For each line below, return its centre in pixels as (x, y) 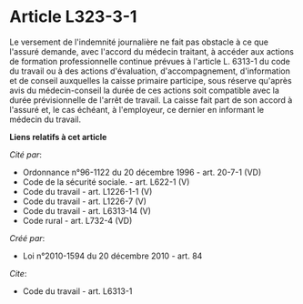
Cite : (18, 273)
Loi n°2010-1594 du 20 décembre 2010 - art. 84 (112, 256)
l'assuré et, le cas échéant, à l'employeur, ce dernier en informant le (137, 109)
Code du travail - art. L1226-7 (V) (85, 201)
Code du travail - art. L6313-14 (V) (87, 210)
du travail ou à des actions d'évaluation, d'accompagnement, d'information (150, 71)
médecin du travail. (45, 119)
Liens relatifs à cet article (58, 137)
